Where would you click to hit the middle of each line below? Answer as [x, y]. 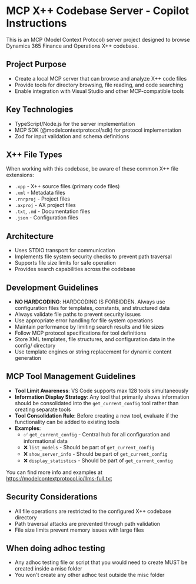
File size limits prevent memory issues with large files [79, 530]
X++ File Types [34, 154]
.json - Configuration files [46, 218]
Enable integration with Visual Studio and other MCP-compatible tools [99, 91]
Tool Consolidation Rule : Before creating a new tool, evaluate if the [96, 415]
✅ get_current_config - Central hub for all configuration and [97, 434]
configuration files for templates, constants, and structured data [92, 308]
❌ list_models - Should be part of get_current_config [89, 447]
